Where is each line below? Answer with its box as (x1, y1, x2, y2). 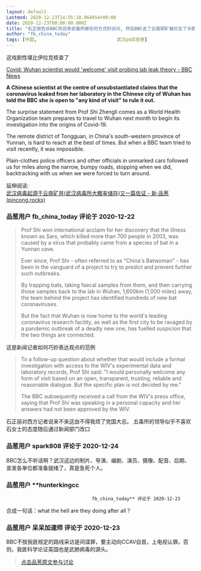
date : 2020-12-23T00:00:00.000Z (6, 20, 87, 26)
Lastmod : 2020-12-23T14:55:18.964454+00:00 (6, 14, 117, 20)
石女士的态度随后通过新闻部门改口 (6, 425, 90, 432)
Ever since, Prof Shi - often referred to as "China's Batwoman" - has (20, 257, 190, 265)
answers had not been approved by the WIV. (20, 405, 130, 413)
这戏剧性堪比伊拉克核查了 (6, 54, 69, 61)
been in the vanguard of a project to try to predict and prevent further (20, 263, 193, 271)
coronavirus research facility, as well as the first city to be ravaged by (20, 318, 193, 326)
